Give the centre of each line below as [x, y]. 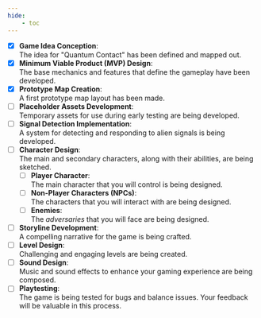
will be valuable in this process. [70, 306]
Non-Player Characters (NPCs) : [84, 192]
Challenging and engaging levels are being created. [103, 254]
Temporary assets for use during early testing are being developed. [129, 115]
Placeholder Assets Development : [76, 106]
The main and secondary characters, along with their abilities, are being [136, 158]
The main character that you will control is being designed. [127, 184]
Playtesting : [39, 289]
